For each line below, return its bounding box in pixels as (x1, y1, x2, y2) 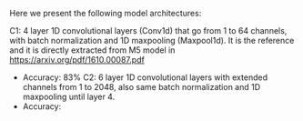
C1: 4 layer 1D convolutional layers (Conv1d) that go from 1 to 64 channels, (9, 25, 288, 35)
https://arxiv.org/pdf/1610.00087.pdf (9, 55, 146, 65)
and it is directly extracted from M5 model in (9, 45, 176, 55)
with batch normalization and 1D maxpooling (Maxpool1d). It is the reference (9, 35, 295, 45)
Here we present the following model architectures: (9, 8, 202, 18)
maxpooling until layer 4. (22, 91, 116, 102)
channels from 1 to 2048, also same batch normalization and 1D (22, 82, 261, 92)
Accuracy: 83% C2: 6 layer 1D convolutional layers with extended (22, 72, 268, 83)
